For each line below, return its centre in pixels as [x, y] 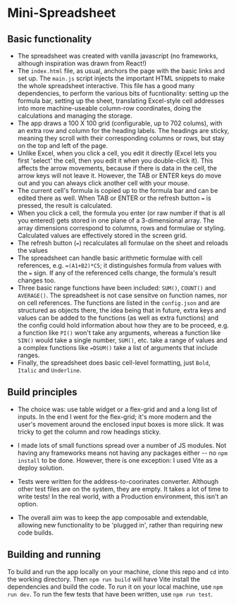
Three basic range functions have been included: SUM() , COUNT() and [117, 288]
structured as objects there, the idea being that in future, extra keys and [122, 310]
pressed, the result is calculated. [65, 205]
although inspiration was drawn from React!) [82, 63]
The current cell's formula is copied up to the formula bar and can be [118, 191]
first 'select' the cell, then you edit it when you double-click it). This [115, 161]
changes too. [37, 280]
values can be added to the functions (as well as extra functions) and [118, 318]
